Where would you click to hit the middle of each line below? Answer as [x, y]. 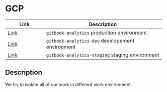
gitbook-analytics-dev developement [90, 41]
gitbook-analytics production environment [97, 33]
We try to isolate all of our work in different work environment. [69, 84]
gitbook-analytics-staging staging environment [103, 55]
